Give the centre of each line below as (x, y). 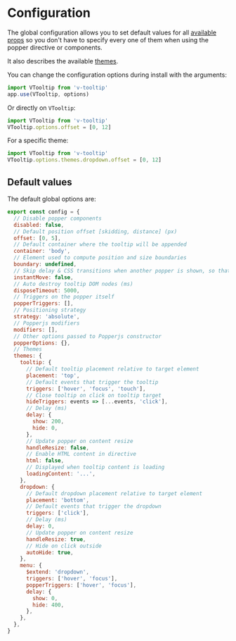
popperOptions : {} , (42, 343)
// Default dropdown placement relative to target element (114, 493)
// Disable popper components (58, 218)
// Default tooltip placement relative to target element (112, 369)
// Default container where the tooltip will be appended (100, 244)
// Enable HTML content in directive (81, 454)
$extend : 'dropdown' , (58, 572)
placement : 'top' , (53, 375)
